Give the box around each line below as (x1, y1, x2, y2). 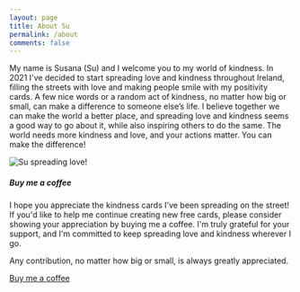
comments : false (9, 38, 70, 48)
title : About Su (9, 22, 70, 31)
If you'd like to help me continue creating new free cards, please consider (9, 209, 282, 220)
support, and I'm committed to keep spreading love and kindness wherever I (9, 228, 292, 239)
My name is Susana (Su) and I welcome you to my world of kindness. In (9, 63, 274, 74)
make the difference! (9, 139, 86, 150)
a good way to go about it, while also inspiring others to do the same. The (9, 120, 281, 131)
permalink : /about (9, 30, 78, 39)
